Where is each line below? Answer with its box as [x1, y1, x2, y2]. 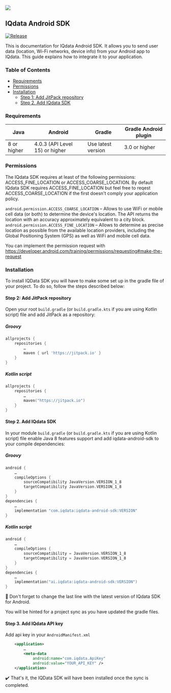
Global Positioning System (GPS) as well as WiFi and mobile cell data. [5, 232, 151, 238]
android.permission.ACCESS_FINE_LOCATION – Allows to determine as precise [5, 222, 164, 228]
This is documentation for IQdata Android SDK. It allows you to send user [5, 42, 159, 49]
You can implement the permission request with [5, 243, 105, 249]
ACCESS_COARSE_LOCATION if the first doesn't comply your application [5, 190, 158, 196]
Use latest [87, 140, 112, 148]
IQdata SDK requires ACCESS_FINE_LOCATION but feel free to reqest [5, 184, 151, 191]
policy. [5, 196, 19, 202]
